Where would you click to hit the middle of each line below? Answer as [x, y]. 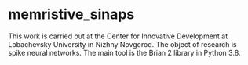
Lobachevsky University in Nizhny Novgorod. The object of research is [122, 44]
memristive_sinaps [71, 14]
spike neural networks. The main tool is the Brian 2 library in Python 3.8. [124, 52]
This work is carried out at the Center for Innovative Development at [118, 36]
